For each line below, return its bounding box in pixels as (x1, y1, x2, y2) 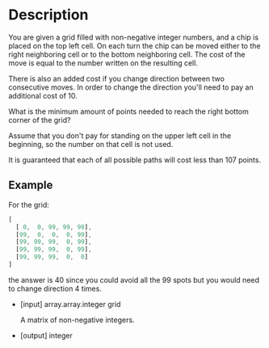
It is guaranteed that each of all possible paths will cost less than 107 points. (8, 155, 261, 165)
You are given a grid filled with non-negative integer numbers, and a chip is (8, 32, 259, 42)
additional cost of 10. (8, 90, 78, 100)
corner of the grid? (8, 115, 71, 124)
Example (8, 178, 53, 192)
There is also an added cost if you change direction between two (8, 73, 225, 83)
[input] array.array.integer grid (19, 299, 121, 308)
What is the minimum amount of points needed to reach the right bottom (8, 107, 249, 116)
